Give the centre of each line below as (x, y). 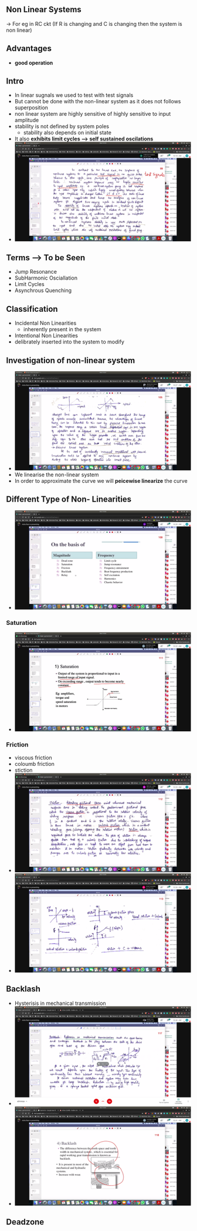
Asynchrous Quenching (43, 291)
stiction (23, 770)
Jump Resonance (36, 272)
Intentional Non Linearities (46, 336)
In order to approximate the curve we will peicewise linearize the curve (101, 481)
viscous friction (33, 758)
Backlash (23, 989)
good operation (34, 63)
